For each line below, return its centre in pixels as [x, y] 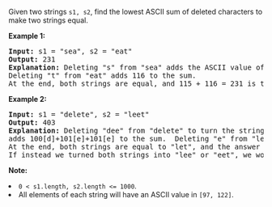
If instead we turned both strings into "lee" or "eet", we [130, 155]
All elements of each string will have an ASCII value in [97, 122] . [127, 194]
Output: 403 [32, 123]
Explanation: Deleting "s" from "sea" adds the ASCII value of [136, 68]
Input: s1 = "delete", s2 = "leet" [79, 114]
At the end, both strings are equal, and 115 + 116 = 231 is [132, 84]
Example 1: [27, 36]
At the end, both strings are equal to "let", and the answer [134, 147]
